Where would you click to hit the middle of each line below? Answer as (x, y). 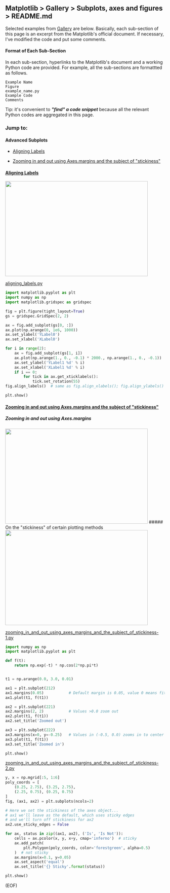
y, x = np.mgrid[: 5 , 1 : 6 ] (32, 778)
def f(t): (16, 661)
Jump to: (16, 128)
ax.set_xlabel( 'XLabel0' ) (32, 339)
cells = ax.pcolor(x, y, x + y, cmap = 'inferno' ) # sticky (76, 839)
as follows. (16, 73)
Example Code (19, 96)
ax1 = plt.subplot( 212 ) (30, 688)
